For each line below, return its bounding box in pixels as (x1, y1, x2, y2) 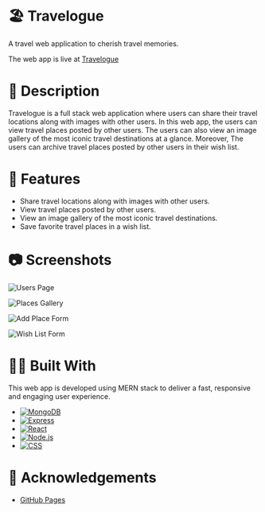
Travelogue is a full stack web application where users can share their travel (8, 108, 258, 118)
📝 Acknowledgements (8, 468, 157, 487)
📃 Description (8, 82, 100, 100)
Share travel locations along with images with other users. (19, 196, 210, 206)
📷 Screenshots (8, 251, 112, 269)
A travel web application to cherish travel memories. (8, 38, 179, 48)
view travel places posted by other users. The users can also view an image (8, 125, 257, 134)
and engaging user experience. (8, 391, 111, 401)
